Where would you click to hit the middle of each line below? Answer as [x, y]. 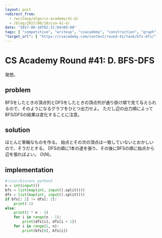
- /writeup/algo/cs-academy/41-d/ [44, 18]
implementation [29, 170]
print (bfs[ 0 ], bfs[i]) [45, 231]
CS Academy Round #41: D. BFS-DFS [80, 61]
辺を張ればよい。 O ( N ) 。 [29, 154]
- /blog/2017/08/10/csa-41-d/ [40, 23]
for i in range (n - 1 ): [38, 217]
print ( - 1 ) [24, 204]
